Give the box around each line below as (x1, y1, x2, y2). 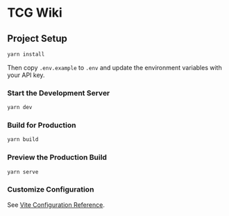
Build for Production (7, 120, 76, 130)
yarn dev (7, 104, 33, 111)
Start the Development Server (7, 88, 110, 98)
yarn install (7, 51, 45, 58)
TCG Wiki (7, 5, 62, 21)
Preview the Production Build (7, 153, 108, 163)
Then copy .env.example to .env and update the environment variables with (7, 63, 222, 72)
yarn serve (7, 168, 39, 175)
